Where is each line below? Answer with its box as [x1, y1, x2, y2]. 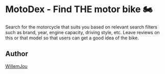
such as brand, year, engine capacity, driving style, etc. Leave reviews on [5, 29, 160, 35]
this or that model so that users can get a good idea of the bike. [5, 35, 139, 41]
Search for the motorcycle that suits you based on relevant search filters [5, 23, 157, 30]
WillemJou [5, 63, 28, 69]
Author [5, 50, 28, 58]
